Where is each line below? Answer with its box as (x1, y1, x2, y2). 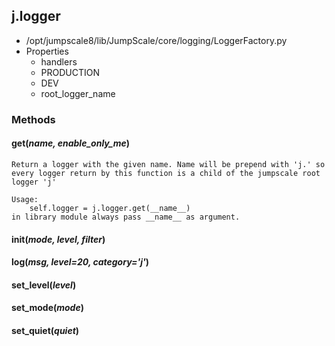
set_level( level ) (11, 279, 77, 291)
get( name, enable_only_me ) (11, 137, 131, 149)
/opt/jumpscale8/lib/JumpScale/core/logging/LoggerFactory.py (25, 34, 288, 46)
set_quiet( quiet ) (11, 324, 80, 336)
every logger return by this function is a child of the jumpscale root (11, 168, 321, 178)
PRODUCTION (40, 66, 101, 78)
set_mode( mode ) (11, 302, 84, 314)
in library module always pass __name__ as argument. (11, 212, 241, 222)
